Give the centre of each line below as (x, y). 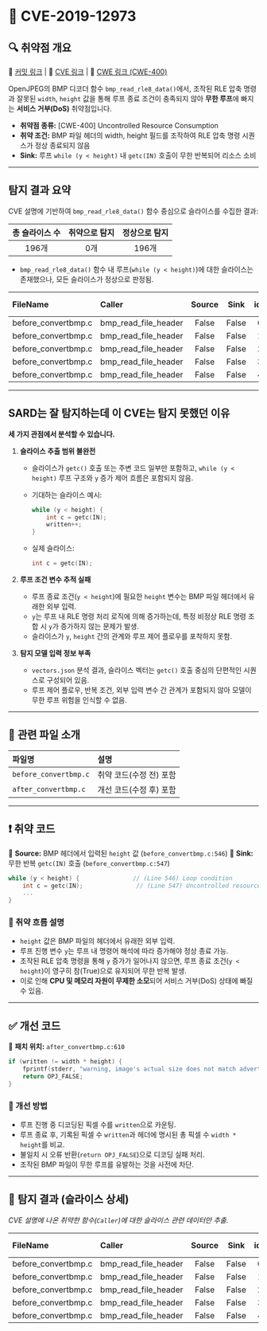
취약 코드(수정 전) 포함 (137, 774)
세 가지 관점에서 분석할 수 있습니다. (62, 434)
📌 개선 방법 (28, 1106)
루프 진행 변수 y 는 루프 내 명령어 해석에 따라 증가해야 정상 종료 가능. (124, 951)
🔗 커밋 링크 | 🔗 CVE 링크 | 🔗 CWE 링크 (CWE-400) (88, 72)
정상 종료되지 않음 (62, 145)
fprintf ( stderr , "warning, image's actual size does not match (130, 1069)
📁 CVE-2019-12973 (72, 16)
